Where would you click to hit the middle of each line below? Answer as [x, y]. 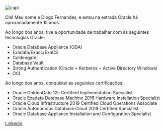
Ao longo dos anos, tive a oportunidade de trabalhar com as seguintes [77, 32]
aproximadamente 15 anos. [33, 23]
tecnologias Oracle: [25, 37]
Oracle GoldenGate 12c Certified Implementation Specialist [73, 93]
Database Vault [28, 63]
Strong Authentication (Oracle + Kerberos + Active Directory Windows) [85, 68]
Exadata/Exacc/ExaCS [35, 52]
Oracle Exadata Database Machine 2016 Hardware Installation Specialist [86, 98]
